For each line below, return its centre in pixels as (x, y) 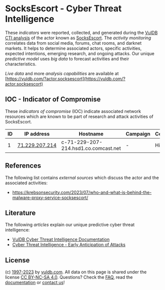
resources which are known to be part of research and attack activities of (79, 116)
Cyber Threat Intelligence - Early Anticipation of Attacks (69, 245)
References (23, 166)
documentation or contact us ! (35, 283)
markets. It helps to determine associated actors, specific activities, (73, 48)
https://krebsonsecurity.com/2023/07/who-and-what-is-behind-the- (82, 192)
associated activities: (27, 183)
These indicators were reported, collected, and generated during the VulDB (82, 32)
